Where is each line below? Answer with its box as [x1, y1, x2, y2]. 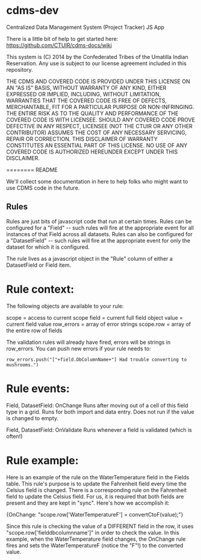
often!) [6, 432, 23, 440]
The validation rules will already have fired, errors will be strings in [6, 338, 171, 346]
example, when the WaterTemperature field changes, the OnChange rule [6, 535, 186, 543]
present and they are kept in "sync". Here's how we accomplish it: [6, 499, 170, 506]
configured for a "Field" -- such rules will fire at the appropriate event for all [6, 224, 194, 231]
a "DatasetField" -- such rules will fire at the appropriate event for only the [6, 237, 191, 244]
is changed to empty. [6, 414, 59, 422]
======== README [6, 166, 58, 173]
